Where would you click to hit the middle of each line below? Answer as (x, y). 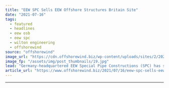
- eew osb (20, 33)
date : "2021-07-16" (26, 15)
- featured (21, 24)
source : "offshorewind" (30, 52)
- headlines (22, 29)
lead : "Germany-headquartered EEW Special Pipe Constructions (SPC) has (83, 66)
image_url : (17, 57)
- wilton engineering (32, 43)
